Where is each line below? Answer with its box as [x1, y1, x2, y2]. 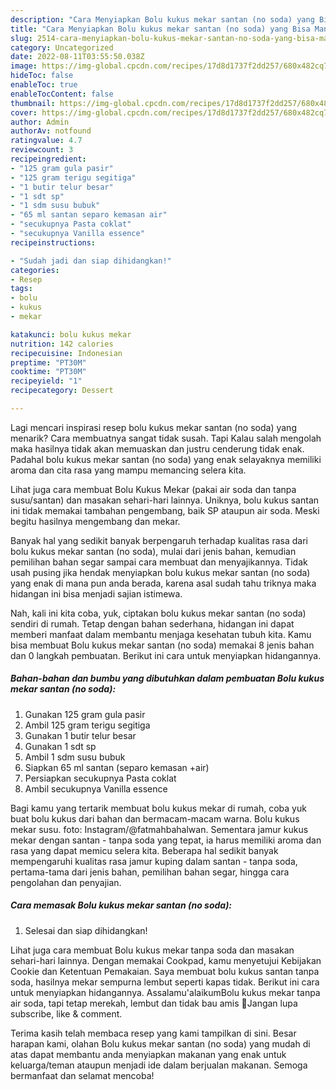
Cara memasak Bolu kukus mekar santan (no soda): [10, 899, 233, 911]
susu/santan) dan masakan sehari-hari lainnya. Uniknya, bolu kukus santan [10, 494, 320, 506]
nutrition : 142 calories [10, 339, 114, 349]
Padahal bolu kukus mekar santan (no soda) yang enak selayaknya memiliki [10, 453, 322, 465]
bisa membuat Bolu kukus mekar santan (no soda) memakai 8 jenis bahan [10, 639, 315, 651]
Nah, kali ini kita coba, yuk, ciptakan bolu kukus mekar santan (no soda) [10, 607, 307, 619]
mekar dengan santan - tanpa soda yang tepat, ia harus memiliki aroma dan [10, 834, 322, 846]
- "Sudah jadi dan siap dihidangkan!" [10, 256, 172, 266]
